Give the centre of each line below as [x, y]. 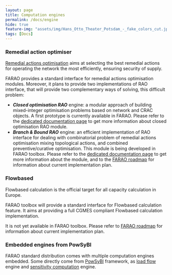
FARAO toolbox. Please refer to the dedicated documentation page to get [90, 154]
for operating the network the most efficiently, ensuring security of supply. [84, 69]
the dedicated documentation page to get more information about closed [90, 121]
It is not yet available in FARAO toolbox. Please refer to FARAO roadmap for [84, 226]
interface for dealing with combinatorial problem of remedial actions [84, 138]
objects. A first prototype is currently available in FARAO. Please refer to [89, 116]
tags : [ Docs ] [19, 34]
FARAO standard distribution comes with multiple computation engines [80, 255]
